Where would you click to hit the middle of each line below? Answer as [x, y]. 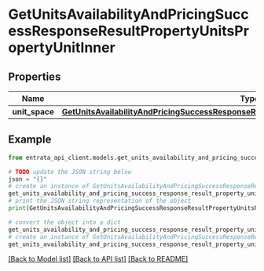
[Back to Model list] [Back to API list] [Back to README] [98, 259]
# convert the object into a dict [65, 222]
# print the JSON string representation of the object [100, 201]
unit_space [33, 112]
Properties [35, 76]
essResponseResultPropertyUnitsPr [129, 31]
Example [30, 140]
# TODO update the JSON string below [70, 172]
